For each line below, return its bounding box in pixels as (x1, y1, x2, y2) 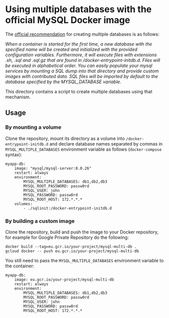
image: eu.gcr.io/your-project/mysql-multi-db (14, 277, 114, 282)
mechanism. (5, 94, 31, 100)
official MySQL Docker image (5, 14, 131, 26)
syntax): (5, 151, 22, 158)
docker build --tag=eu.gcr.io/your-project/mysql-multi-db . (5, 244, 137, 249)
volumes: (14, 201, 33, 206)
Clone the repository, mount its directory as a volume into (5, 135, 125, 142)
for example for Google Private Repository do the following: (5, 234, 129, 240)
